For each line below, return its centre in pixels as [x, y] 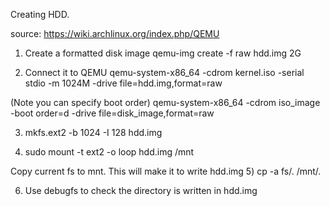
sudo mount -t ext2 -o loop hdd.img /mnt [109, 152]
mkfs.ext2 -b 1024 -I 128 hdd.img [93, 132]
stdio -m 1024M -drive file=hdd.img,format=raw [123, 83]
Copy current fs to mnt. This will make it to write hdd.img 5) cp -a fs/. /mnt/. [166, 171]
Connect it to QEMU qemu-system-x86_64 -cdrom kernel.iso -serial [164, 72]
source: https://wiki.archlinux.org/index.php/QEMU [115, 33]
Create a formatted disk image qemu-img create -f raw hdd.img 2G [163, 53]
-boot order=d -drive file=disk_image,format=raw [112, 113]
